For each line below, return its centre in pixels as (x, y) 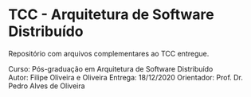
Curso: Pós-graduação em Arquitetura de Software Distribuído (111, 68)
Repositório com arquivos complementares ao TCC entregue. (109, 53)
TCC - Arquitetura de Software (111, 15)
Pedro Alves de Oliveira (47, 86)
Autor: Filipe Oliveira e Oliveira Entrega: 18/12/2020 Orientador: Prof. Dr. (125, 77)
